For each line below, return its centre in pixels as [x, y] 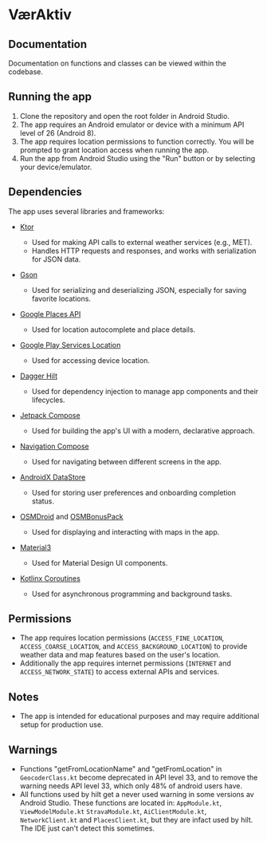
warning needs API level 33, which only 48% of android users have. [131, 786]
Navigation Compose [54, 446]
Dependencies [45, 192]
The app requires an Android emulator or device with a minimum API [132, 124]
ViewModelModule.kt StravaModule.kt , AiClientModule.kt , [113, 811]
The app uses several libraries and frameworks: [86, 211]
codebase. [26, 72]
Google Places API [50, 314]
